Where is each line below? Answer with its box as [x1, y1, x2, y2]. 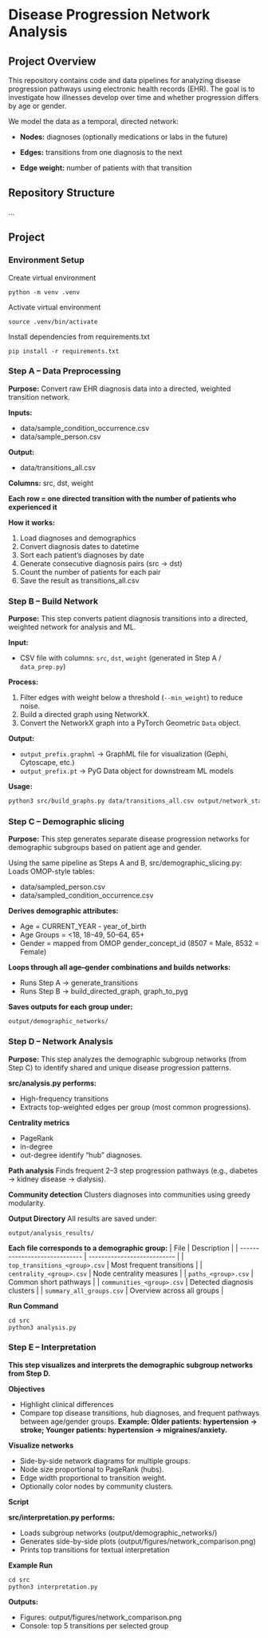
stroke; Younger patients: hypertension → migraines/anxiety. [19, 1425, 228, 1434]
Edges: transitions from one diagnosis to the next [19, 148, 183, 157]
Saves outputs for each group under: [8, 1002, 133, 1012]
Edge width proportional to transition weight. [19, 1473, 167, 1482]
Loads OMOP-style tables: [8, 867, 95, 876]
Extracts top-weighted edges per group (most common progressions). [19, 1102, 251, 1112]
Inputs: [8, 408, 33, 417]
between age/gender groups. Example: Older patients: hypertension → [19, 1417, 258, 1426]
